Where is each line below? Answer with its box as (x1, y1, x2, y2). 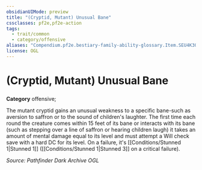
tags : (6, 25, 20, 32)
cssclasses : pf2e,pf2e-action (6, 20, 82, 26)
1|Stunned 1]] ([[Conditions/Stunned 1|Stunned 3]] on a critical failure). (6, 145, 180, 152)
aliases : (6, 43, 28, 49)
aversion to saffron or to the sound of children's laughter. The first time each (6, 113, 196, 120)
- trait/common (11, 31, 50, 37)
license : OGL (6, 48, 39, 54)
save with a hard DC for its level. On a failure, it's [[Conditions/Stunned (6, 139, 182, 146)
